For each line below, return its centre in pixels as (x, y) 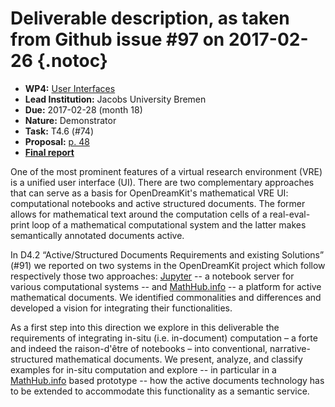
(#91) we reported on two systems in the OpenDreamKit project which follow (168, 265)
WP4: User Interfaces (70, 88)
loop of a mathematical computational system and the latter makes (169, 224)
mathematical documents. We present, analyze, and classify (179, 359)
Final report (49, 152)
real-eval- (290, 214)
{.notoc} (72, 61)
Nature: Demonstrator (70, 120)
